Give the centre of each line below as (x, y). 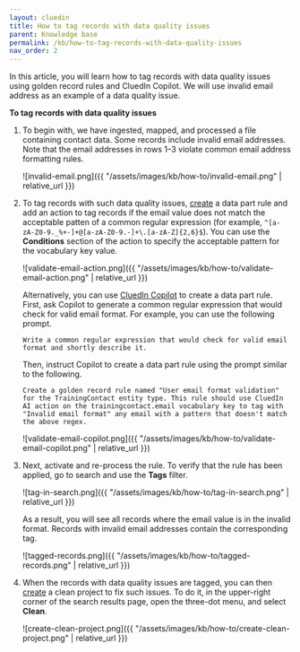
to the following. (52, 374)
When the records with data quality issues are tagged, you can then (147, 583)
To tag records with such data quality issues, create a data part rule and (155, 204)
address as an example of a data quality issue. (95, 96)
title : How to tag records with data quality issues (110, 26)
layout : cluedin (39, 17)
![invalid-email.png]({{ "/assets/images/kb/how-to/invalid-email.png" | (152, 177)
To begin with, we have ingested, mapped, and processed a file (139, 130)
